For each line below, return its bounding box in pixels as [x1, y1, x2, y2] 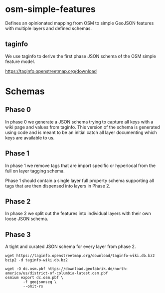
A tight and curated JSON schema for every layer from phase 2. [5, 243, 136, 249]
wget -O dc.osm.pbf [5, 266, 46, 271]
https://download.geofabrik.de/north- [47, 266, 128, 271]
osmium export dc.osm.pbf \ [5, 275, 64, 280]
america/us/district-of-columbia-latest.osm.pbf [5, 271, 108, 276]
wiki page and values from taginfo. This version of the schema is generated [5, 124, 161, 130]
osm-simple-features [5, 3, 96, 15]
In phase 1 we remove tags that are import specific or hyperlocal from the [5, 162, 156, 168]
